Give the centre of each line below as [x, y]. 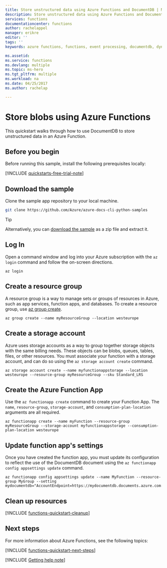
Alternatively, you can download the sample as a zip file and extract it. [77, 229]
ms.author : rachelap [27, 88]
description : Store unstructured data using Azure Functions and [74, 14]
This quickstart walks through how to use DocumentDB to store [70, 131]
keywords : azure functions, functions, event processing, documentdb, [80, 47]
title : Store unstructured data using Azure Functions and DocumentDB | [82, 10]
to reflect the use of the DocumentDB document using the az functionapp [81, 463]
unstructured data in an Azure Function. [46, 136]
